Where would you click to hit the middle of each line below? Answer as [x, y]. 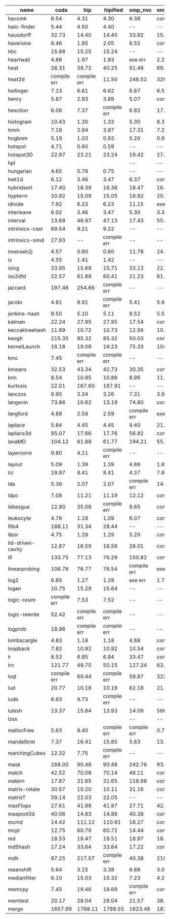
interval [17, 221]
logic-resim [22, 600]
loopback [19, 649]
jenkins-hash [24, 314]
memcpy [18, 889]
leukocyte [19, 518]
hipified [113, 10]
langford [18, 414]
